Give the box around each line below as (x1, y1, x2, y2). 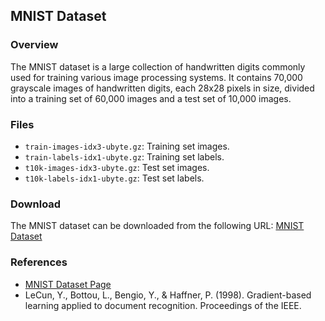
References (10, 255, 68, 269)
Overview (10, 38, 59, 52)
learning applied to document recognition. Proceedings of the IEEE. (24, 299, 302, 311)
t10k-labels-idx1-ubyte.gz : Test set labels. (24, 172, 205, 184)
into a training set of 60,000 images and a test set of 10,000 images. (10, 92, 292, 104)
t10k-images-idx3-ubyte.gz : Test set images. (24, 161, 210, 173)
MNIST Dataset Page (24, 278, 112, 290)
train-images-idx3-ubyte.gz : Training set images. (24, 140, 230, 152)
